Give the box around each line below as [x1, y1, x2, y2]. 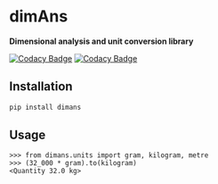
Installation [9, 79, 73, 95]
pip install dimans [9, 103, 82, 112]
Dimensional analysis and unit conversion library [9, 36, 194, 46]
